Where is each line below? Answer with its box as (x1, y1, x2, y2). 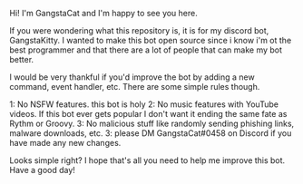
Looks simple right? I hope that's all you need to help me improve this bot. (9, 155, 286, 166)
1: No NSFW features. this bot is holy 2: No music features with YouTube (9, 99, 279, 110)
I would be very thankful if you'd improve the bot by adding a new (9, 72, 256, 82)
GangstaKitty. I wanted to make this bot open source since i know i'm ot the (9, 35, 292, 45)
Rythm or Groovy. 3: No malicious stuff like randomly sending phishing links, (9, 118, 295, 129)
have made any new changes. (9, 138, 122, 148)
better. (9, 54, 34, 64)
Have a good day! (9, 165, 75, 175)
